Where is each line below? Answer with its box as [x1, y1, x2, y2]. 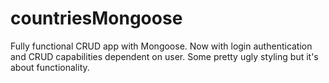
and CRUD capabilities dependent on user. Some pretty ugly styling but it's [10, 50, 319, 62]
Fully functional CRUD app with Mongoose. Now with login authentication [10, 40, 313, 52]
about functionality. [10, 61, 90, 73]
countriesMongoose [10, 7, 183, 30]
